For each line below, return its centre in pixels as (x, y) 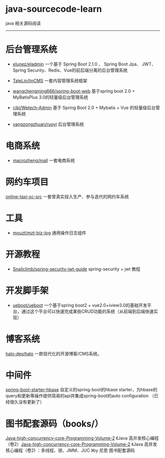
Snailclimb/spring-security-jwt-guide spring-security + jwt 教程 (77, 269)
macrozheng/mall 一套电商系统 (44, 160)
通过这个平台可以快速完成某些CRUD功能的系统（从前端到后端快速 (87, 311)
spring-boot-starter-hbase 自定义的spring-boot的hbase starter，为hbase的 (82, 390)
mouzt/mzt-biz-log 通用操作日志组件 (49, 233)
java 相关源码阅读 (23, 23)
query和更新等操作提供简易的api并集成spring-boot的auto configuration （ (80, 396)
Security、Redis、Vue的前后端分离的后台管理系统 (77, 70)
